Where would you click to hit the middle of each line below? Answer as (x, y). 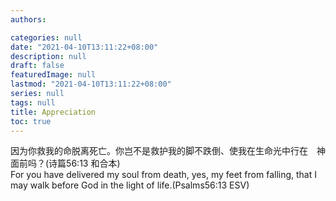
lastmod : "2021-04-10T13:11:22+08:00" (91, 84)
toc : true (31, 121)
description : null (48, 56)
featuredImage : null (53, 75)
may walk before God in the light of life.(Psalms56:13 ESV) (130, 185)
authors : (28, 19)
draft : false (37, 66)
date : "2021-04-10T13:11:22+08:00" (84, 47)
